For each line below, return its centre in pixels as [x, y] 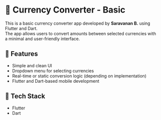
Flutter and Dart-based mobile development [56, 81]
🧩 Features [22, 54]
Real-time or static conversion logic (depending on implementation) [79, 76]
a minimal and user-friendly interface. [43, 39]
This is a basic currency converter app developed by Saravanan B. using [78, 23]
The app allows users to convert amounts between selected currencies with [80, 33]
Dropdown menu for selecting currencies [53, 71]
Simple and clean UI [32, 65]
